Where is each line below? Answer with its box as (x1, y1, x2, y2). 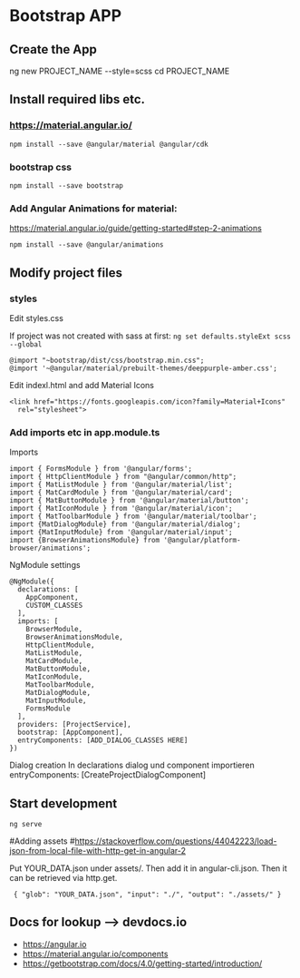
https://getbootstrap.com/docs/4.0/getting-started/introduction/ (22, 958, 263, 969)
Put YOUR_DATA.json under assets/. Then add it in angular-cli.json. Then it (9, 863, 287, 874)
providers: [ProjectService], (17, 720, 131, 729)
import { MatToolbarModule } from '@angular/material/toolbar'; (9, 512, 257, 522)
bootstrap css (9, 161, 73, 173)
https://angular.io (22, 938, 87, 949)
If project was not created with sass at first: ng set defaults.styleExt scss (9, 330, 292, 341)
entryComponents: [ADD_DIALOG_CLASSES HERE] (17, 736, 189, 745)
